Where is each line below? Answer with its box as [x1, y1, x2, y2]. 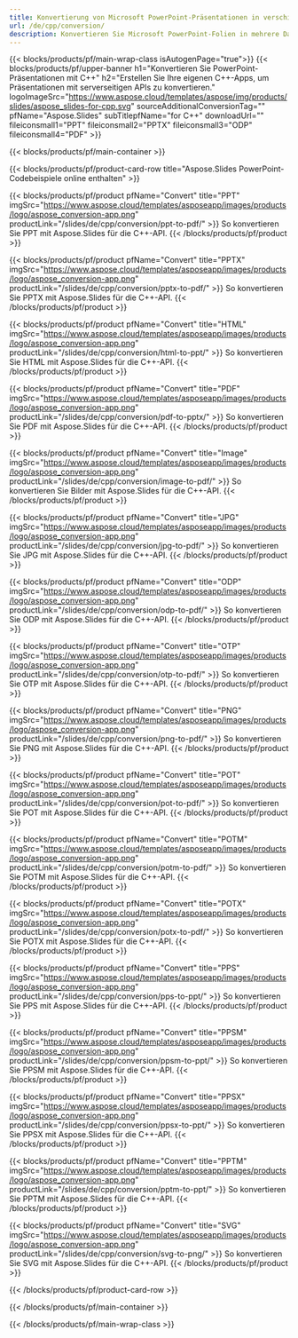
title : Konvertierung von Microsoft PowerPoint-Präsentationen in [9, 12, 260, 22]
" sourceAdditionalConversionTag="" [130, 101, 266, 112]
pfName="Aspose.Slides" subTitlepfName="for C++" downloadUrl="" [9, 110, 264, 121]
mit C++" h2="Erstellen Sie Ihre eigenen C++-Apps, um [66, 73, 270, 83]
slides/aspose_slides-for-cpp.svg [9, 101, 131, 112]
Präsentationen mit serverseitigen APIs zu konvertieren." [9, 82, 216, 93]
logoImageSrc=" [9, 91, 69, 102]
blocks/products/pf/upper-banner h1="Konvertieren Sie [9, 63, 211, 74]
